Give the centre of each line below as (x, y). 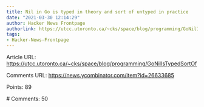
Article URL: (21, 57)
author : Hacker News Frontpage (46, 23)
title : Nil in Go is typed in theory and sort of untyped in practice (97, 12)
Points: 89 (19, 87)
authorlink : (21, 29)
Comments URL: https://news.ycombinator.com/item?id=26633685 (90, 75)
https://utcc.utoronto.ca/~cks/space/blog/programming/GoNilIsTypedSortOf (102, 63)
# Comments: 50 (27, 99)
